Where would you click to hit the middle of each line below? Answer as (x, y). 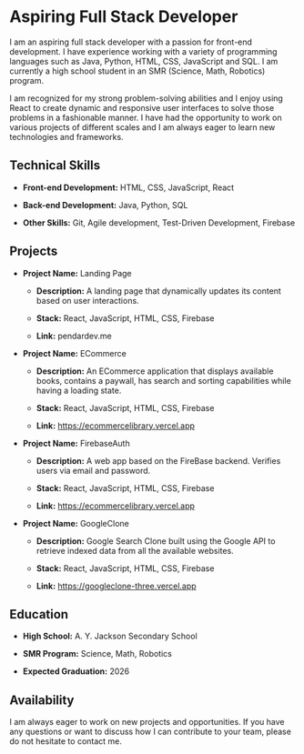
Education (39, 614)
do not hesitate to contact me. (66, 741)
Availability (42, 700)
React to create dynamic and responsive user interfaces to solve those (142, 107)
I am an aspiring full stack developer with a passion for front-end (131, 42)
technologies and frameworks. (67, 136)
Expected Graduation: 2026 (76, 671)
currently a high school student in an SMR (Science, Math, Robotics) (137, 71)
